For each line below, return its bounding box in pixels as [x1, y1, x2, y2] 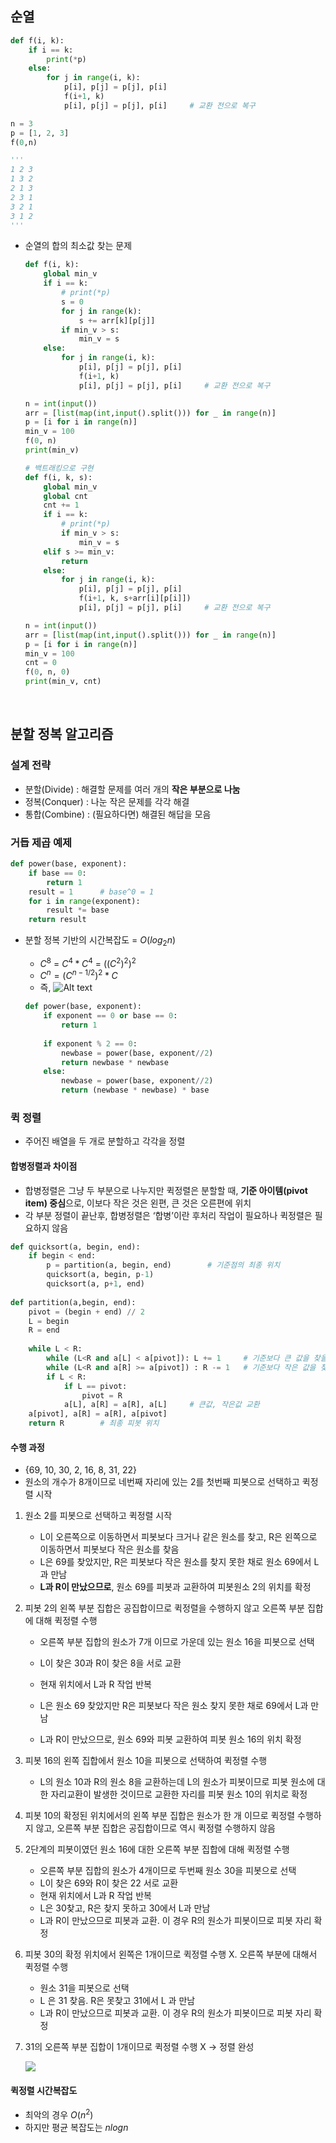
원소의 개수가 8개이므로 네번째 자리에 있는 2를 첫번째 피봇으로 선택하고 [24, 1476, 300, 1488]
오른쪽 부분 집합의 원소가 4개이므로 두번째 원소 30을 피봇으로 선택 [39, 1865, 297, 1877]
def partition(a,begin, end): [10, 1297, 137, 1307]
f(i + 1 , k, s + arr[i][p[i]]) [78, 593, 192, 604]
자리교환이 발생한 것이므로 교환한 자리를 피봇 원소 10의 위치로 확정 [50, 1788, 308, 1801]
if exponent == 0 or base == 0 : [43, 1011, 178, 1021]
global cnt [43, 491, 89, 501]
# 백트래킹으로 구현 [24, 463, 94, 473]
